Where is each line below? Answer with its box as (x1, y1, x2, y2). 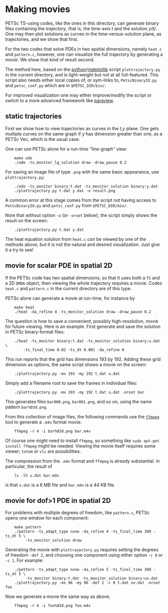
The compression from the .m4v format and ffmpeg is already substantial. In (5, 458, 160, 464)
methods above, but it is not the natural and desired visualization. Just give (5, 241, 160, 247)
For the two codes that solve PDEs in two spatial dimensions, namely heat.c (5, 46, 162, 52)
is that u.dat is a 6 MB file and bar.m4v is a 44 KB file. (5, 482, 115, 488)
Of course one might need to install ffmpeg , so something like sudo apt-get (5, 437, 159, 444)
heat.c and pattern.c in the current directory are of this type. (5, 285, 132, 291)
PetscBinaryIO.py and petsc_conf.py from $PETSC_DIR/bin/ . (5, 202, 128, 208)
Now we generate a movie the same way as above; (5, 593, 111, 599)
